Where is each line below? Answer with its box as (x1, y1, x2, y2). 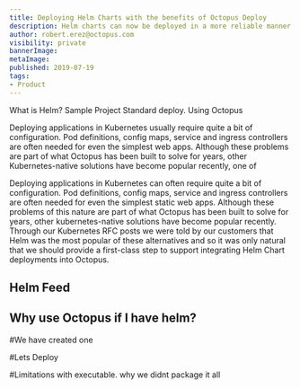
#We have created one (9, 334, 93, 345)
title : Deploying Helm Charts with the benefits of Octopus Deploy (9, 13, 268, 22)
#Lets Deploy (9, 351, 58, 362)
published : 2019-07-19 (9, 64, 94, 73)
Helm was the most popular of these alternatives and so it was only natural (9, 234, 286, 245)
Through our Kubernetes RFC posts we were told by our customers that (9, 225, 274, 236)
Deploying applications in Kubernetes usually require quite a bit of (9, 122, 253, 133)
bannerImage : (9, 47, 58, 56)
